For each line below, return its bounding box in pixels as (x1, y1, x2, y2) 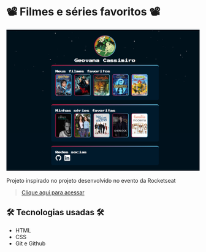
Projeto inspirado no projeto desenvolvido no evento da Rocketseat (6, 177, 176, 185)
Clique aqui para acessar (21, 189, 85, 196)
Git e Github (15, 240, 46, 247)
